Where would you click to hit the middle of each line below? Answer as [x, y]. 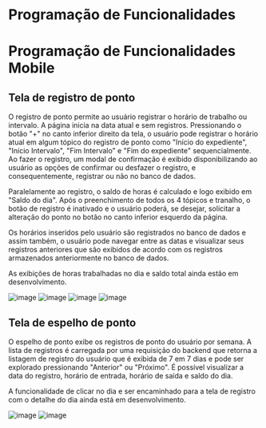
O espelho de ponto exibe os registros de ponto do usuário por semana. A [130, 342]
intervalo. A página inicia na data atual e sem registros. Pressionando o [125, 125]
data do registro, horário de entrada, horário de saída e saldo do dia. [121, 376]
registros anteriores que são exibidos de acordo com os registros [116, 250]
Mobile [32, 68]
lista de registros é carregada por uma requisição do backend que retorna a [133, 350]
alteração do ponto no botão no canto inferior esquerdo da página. [118, 217]
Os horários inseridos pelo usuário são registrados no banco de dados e [127, 232]
